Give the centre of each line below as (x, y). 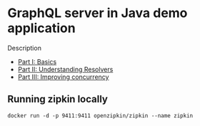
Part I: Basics (37, 61)
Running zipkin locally (58, 99)
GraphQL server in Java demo (97, 13)
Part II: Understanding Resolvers (65, 69)
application (42, 28)
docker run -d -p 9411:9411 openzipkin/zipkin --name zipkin (100, 115)
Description (24, 48)
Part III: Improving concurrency (63, 77)
